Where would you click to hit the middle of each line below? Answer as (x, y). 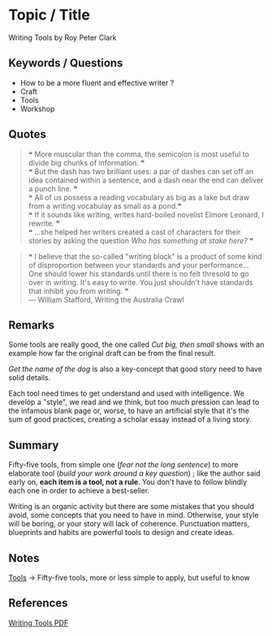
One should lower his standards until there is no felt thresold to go (138, 274)
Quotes (28, 135)
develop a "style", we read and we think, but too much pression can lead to (134, 402)
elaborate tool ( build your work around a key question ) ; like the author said (134, 473)
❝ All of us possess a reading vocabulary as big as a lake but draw (139, 197)
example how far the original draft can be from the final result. (112, 353)
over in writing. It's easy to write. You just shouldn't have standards (140, 282)
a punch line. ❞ (53, 188)
